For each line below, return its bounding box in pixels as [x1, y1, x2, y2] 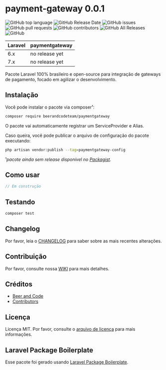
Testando [5, 198, 35, 206]
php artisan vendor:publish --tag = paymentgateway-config [5, 147, 126, 152]
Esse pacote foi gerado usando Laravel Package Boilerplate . [5, 359, 129, 365]
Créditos [5, 280, 33, 288]
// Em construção [5, 184, 41, 189]
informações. [5, 332, 32, 338]
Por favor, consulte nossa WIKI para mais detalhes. [5, 265, 109, 271]
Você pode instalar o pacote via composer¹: [5, 104, 94, 110]
